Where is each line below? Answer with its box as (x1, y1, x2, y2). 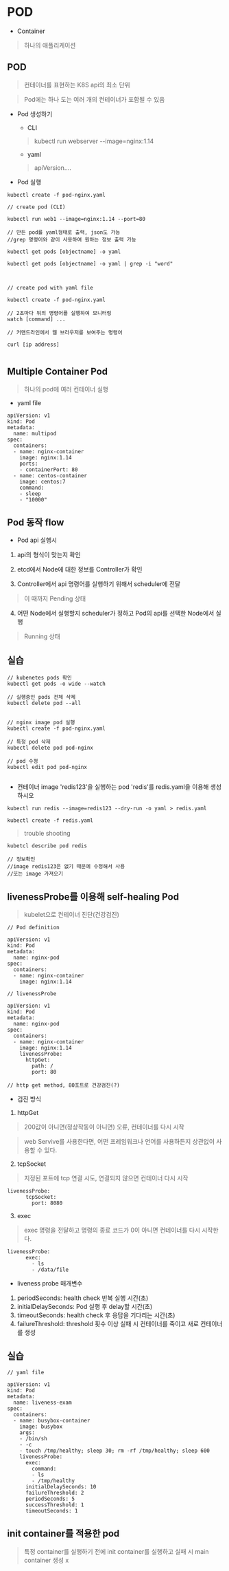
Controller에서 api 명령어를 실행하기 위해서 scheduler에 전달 (16, 580, 180, 588)
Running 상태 (23, 632, 60, 640)
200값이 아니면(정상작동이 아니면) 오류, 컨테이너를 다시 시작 (23, 1123, 184, 1131)
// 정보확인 (7, 856, 36, 863)
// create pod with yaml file (7, 284, 94, 291)
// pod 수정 (7, 758, 38, 765)
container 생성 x (23, 1556, 69, 1564)
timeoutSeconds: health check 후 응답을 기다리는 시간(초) (16, 1311, 176, 1319)
